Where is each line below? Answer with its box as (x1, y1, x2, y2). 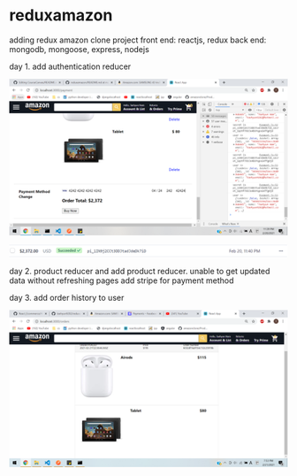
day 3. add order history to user (9, 293, 125, 303)
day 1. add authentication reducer (9, 61, 132, 72)
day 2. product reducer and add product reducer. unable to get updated (9, 266, 270, 277)
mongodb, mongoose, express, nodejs (9, 43, 150, 54)
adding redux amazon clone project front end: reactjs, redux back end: (9, 35, 267, 45)
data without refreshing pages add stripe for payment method (9, 275, 234, 286)
